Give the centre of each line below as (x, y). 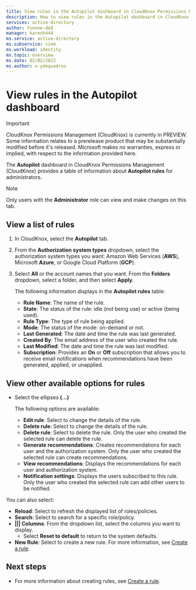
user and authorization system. (60, 469)
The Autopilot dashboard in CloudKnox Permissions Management (85, 165)
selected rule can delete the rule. (63, 438)
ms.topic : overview (30, 55)
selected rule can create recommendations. (76, 457)
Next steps (26, 567)
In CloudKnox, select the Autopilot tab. (62, 239)
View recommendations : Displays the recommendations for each (102, 464)
